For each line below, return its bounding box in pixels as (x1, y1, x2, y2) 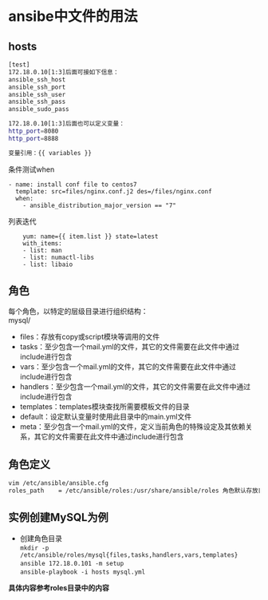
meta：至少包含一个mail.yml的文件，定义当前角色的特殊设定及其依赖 (19, 422, 246, 431)
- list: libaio (22, 260, 73, 268)
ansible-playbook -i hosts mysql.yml (19, 568, 146, 576)
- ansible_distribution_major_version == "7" (22, 201, 177, 209)
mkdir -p (19, 544, 49, 552)
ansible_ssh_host (8, 75, 66, 84)
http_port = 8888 (8, 134, 59, 142)
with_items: (22, 239, 62, 248)
